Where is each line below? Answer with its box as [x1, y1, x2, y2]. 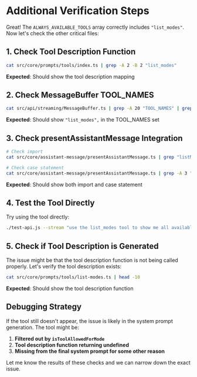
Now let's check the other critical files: [6, 29, 100, 36]
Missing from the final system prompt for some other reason [14, 348, 165, 355]
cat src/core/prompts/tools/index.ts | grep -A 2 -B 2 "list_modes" [6, 62, 177, 68]
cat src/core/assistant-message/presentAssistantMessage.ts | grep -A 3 [6, 170, 188, 176]
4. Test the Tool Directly [6, 198, 95, 208]
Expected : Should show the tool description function [6, 285, 134, 292]
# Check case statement [6, 164, 64, 171]
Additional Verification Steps [6, 4, 150, 18]
